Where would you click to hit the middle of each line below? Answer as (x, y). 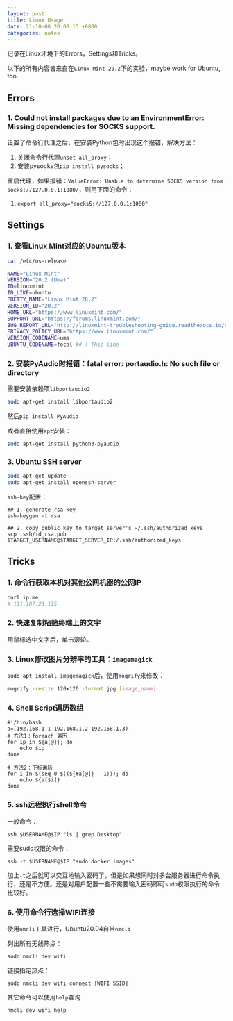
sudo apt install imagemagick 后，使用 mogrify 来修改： (86, 676)
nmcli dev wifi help (37, 1010)
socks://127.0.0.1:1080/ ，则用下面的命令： (70, 189)
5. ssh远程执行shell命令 (47, 805)
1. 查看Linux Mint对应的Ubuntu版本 (67, 246)
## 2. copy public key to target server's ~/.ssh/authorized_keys (105, 529)
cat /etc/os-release (37, 261)
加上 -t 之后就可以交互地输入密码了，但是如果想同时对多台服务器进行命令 (111, 875)
